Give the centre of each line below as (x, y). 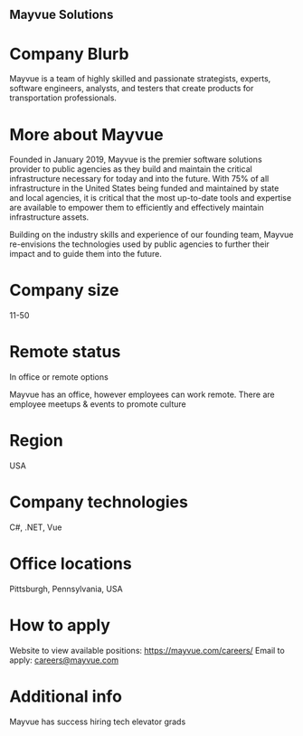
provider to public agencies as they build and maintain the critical (131, 169)
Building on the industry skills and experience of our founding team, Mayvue (151, 235)
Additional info (66, 697)
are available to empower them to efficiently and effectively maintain (137, 208)
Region (36, 441)
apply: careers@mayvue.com (64, 660)
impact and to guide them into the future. (86, 254)
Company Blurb (69, 54)
